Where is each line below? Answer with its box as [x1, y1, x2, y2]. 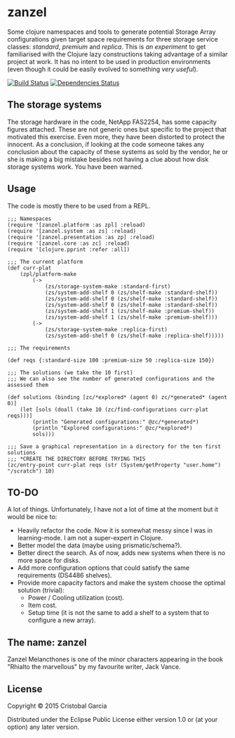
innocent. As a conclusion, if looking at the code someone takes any [7, 140, 205, 148]
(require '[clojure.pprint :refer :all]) [7, 246, 130, 253]
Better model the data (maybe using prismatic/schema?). [17, 541, 182, 549]
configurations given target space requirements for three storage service [7, 34, 219, 43]
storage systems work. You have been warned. [7, 163, 144, 171]
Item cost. [27, 601, 58, 609]
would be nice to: [7, 513, 58, 521]
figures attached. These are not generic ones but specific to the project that [7, 125, 227, 134]
